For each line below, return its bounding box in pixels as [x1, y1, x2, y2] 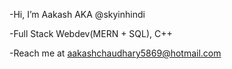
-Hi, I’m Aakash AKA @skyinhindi [9, 9, 146, 20]
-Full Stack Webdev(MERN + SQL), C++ [9, 28, 173, 39]
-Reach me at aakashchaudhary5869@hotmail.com [9, 47, 222, 59]
